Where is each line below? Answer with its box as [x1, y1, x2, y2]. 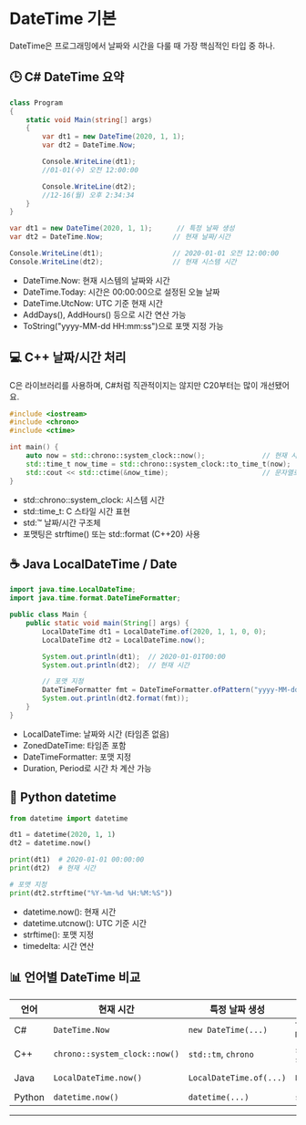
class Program [9, 98, 64, 108]
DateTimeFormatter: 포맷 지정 [22, 751, 132, 762]
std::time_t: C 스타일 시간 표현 [22, 505, 130, 516]
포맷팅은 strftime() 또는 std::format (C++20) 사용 [22, 528, 200, 539]
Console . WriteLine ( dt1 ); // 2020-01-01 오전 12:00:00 [9, 249, 280, 258]
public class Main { [9, 610, 88, 620]
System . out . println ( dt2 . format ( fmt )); [42, 694, 189, 703]
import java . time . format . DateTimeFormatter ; [9, 593, 181, 603]
